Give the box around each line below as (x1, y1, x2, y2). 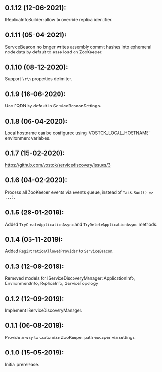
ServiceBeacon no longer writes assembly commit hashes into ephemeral (5, 44, 152, 50)
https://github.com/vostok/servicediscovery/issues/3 (5, 162, 111, 168)
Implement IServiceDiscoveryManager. (5, 307, 83, 313)
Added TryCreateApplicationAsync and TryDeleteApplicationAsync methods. (5, 221, 158, 227)
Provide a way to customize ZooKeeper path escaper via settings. (5, 334, 136, 340)
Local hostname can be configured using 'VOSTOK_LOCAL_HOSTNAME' (5, 130, 150, 136)
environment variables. (5, 135, 51, 141)
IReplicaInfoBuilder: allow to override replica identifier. (5, 17, 113, 22)
